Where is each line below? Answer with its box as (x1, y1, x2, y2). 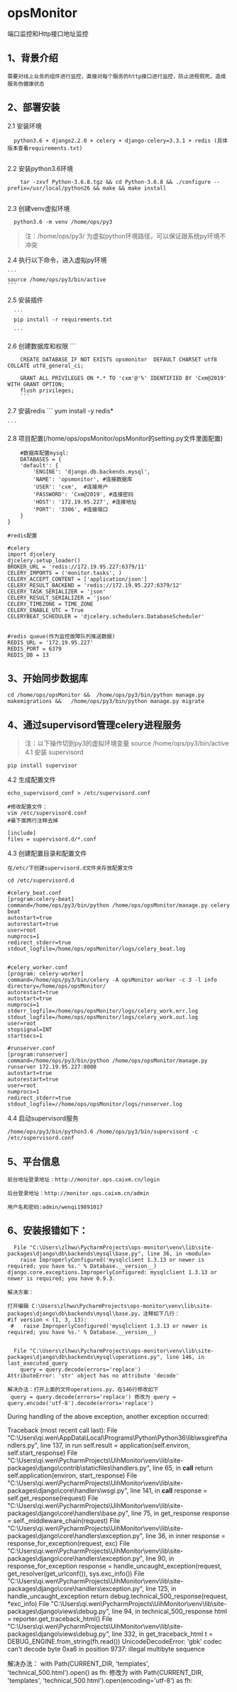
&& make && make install (93, 185, 167, 192)
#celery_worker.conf (7, 964, 69, 971)
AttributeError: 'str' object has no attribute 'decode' (7, 1372, 180, 1379)
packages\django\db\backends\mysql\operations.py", (7, 1353, 163, 1360)
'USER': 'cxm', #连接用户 (33, 483, 109, 491)
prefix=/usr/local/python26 (7, 185, 91, 192)
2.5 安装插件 (7, 295, 44, 304)
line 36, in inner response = (145, 1532, 226, 1540)
